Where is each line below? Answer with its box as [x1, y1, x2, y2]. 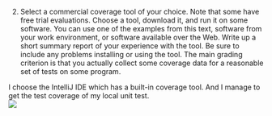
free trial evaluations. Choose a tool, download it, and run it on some [19, 15, 249, 25]
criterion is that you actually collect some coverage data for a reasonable [19, 58, 264, 68]
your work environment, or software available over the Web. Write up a [19, 32, 257, 42]
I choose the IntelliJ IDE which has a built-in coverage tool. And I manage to [8, 82, 261, 92]
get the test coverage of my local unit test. [8, 91, 150, 100]
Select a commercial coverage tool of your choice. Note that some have [19, 7, 260, 16]
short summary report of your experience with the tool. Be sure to [19, 41, 240, 51]
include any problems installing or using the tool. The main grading [19, 50, 243, 59]
